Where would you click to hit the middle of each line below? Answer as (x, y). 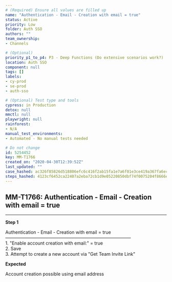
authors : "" (18, 34)
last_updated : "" (24, 167)
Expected (16, 264)
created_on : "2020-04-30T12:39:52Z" (44, 162)
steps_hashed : (20, 176)
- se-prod (16, 86)
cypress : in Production (31, 105)
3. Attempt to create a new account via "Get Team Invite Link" (70, 254)
